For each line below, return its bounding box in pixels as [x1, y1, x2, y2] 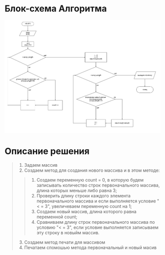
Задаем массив [24, 162, 58, 168]
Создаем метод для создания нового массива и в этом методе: [24, 167, 160, 173]
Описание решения [4, 145, 90, 157]
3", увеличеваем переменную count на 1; [45, 203, 132, 209]
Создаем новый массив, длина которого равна [36, 208, 137, 214]
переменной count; [36, 214, 78, 220]
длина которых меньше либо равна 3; [36, 187, 117, 193]
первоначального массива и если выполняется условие [36, 198, 157, 204]
